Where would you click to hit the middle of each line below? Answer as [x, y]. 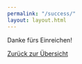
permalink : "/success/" [42, 14]
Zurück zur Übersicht [38, 54]
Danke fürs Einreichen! [40, 40]
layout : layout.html [37, 20]
